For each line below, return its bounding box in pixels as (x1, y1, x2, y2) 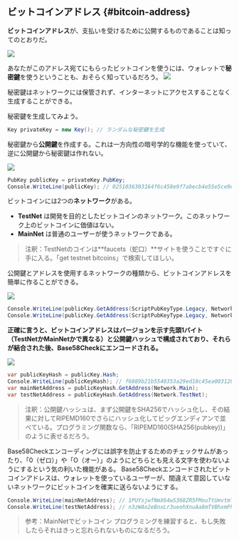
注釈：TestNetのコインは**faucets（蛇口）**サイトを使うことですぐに (24, 244, 232, 254)
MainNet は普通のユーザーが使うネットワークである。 (17, 230, 176, 238)
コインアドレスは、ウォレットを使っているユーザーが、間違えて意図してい (7, 473, 225, 482)
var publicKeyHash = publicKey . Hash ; (7, 371, 119, 378)
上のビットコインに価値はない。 (23, 221, 118, 230)
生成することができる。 (7, 96, 76, 105)
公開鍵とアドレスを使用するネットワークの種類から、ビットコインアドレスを (7, 269, 232, 277)
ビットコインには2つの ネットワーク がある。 (7, 197, 137, 205)
